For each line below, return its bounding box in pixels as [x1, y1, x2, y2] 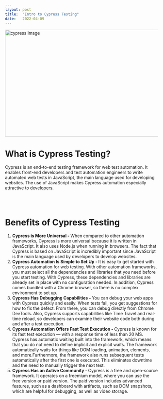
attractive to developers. [5, 185, 54, 191]
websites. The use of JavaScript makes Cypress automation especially [5, 180, 147, 186]
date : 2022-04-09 [5, 16, 45, 21]
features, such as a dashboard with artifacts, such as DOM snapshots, [12, 383, 153, 389]
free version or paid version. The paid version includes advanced [12, 378, 143, 384]
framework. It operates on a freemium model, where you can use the [12, 373, 149, 379]
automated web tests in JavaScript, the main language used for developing [5, 175, 155, 180]
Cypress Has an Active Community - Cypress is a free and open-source [12, 368, 158, 374]
